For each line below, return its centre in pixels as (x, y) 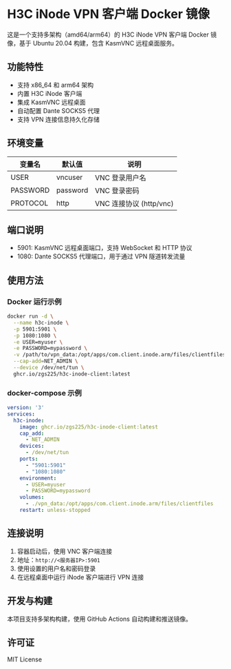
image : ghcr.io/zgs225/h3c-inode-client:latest (89, 427)
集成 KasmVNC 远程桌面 (51, 102)
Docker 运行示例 (34, 302)
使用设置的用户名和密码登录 (56, 568)
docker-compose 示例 (44, 393)
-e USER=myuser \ (38, 342)
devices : (32, 446)
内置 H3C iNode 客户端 (49, 93)
